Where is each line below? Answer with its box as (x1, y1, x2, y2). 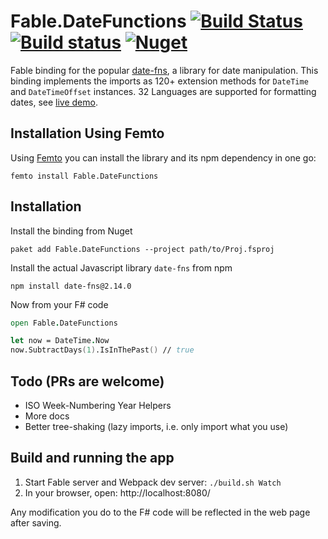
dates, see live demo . (10, 96, 98, 108)
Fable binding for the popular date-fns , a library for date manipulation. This (10, 64, 319, 76)
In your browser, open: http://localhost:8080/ (24, 486, 211, 499)
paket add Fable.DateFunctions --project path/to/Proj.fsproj (10, 244, 275, 254)
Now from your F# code (10, 298, 109, 310)
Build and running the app (10, 450, 175, 467)
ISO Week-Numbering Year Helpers (24, 400, 172, 411)
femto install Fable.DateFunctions (10, 171, 159, 181)
